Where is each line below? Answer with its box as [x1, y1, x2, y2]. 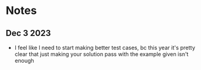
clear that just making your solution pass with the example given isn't [14, 51, 189, 58]
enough [14, 57, 34, 64]
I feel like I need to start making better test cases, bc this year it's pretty [14, 44, 196, 51]
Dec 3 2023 [5, 28, 51, 38]
